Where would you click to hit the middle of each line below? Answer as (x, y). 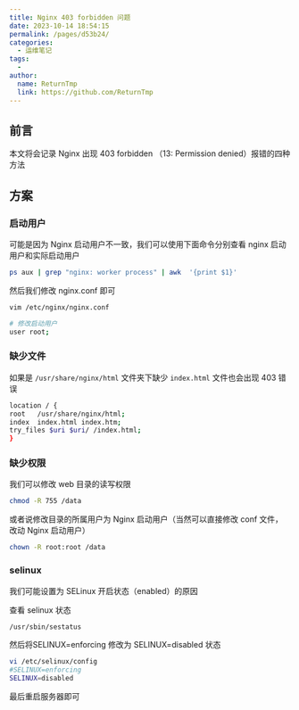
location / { (33, 405)
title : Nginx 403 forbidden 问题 (70, 17)
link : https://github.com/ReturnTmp (85, 92)
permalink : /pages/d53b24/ (59, 34)
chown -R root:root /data (57, 548)
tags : (19, 59)
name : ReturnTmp (47, 84)
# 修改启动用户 (33, 323)
